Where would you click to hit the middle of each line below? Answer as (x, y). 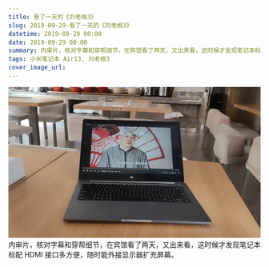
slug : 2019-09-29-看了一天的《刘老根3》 (70, 25)
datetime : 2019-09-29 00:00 (55, 34)
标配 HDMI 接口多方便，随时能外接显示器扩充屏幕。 (93, 255)
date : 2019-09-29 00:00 (48, 42)
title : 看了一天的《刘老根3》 (53, 17)
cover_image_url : (37, 68)
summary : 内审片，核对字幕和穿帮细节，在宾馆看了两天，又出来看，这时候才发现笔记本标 (135, 51)
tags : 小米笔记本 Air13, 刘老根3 (59, 59)
